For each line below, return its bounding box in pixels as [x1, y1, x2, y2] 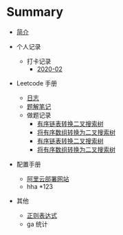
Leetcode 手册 [16, 79, 58, 87]
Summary [6, 4, 63, 20]
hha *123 [26, 182, 53, 190]
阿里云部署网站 [26, 174, 69, 183]
